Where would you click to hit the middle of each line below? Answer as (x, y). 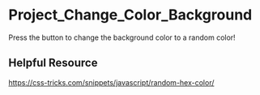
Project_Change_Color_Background (130, 15)
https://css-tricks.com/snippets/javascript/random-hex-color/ (111, 82)
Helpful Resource (53, 63)
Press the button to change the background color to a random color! (122, 37)
